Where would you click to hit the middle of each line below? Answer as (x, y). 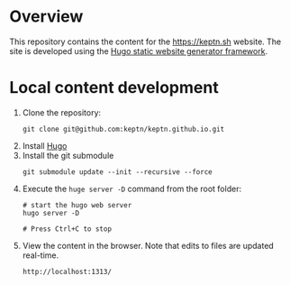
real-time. (41, 255)
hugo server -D (51, 213)
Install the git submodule (68, 155)
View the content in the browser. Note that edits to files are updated (148, 245)
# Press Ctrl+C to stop (67, 229)
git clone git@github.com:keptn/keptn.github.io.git (123, 129)
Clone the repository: (62, 112)
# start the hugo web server (77, 205)
